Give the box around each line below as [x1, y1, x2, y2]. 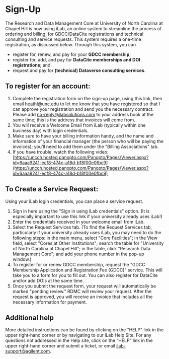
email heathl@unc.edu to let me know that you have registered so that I [12, 101, 160, 107]
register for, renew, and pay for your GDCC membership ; [12, 51, 131, 57]
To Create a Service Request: [5, 185, 99, 193]
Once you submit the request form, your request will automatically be [12, 283, 156, 289]
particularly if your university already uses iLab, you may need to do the [12, 229, 162, 235]
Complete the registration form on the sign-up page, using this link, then [12, 95, 162, 101]
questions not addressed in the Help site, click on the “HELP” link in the [5, 337, 153, 343]
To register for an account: [5, 82, 91, 91]
